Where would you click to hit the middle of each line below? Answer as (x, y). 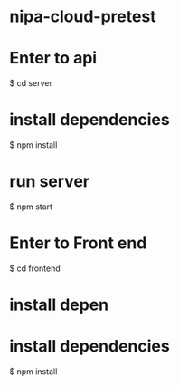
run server (50, 182)
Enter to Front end (78, 243)
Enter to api (53, 58)
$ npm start (31, 207)
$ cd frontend (35, 268)
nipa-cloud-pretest (83, 17)
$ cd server (31, 83)
